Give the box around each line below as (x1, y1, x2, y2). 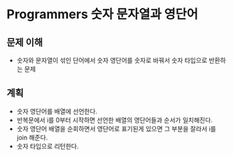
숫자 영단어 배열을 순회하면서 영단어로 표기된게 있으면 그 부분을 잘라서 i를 (16, 124, 216, 133)
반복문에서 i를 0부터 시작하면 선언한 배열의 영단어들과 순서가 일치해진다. (16, 116, 213, 124)
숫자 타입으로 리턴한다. (16, 142, 79, 150)
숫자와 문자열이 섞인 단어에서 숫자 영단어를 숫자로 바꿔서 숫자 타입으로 (16, 57, 208, 64)
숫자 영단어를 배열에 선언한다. (16, 107, 98, 115)
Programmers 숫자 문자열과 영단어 (6, 6, 199, 22)
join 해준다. (16, 133, 48, 142)
